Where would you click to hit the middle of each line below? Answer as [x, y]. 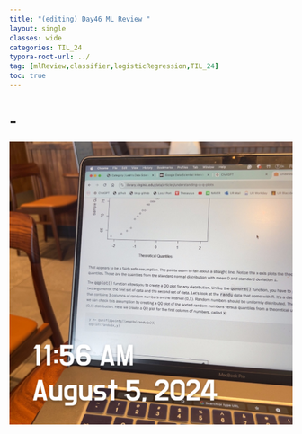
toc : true [28, 76]
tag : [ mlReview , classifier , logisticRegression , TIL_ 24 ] [114, 66]
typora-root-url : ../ [50, 57]
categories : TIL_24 [46, 48]
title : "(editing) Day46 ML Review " [80, 19]
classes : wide [36, 38]
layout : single [38, 28]
